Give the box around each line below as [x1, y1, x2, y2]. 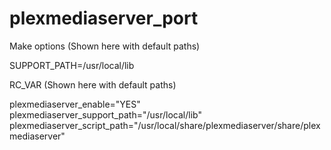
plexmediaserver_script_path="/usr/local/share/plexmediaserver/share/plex [9, 119, 321, 131]
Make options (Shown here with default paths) [9, 40, 201, 52]
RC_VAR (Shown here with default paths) [9, 78, 177, 91]
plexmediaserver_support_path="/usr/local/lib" [9, 108, 202, 121]
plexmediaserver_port [9, 7, 199, 30]
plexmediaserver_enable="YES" [9, 98, 141, 110]
